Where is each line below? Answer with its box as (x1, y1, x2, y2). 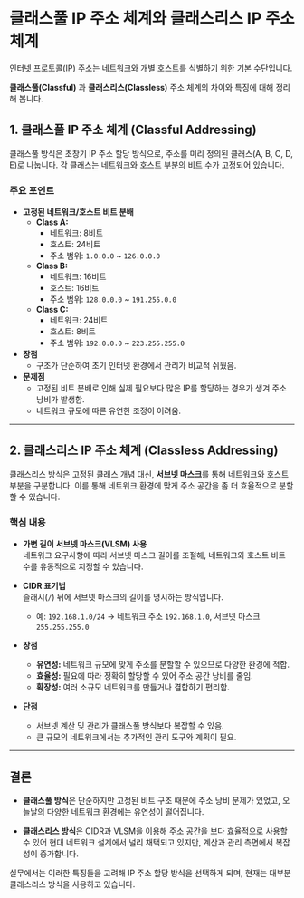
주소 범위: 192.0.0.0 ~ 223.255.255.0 (49, 337, 185, 349)
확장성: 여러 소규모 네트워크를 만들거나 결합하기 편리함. (35, 681, 231, 693)
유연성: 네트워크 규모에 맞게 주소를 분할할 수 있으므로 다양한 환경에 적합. (35, 659, 290, 671)
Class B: (35, 260, 68, 272)
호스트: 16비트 (49, 283, 100, 294)
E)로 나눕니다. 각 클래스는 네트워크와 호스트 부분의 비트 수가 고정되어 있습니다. (9, 159, 285, 170)
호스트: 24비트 (49, 239, 101, 250)
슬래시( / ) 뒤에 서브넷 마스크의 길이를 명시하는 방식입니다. (22, 592, 223, 603)
